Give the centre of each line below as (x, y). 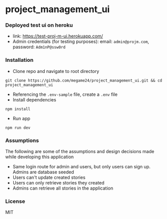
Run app (21, 118)
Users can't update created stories (49, 177)
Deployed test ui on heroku (39, 25)
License (15, 201)
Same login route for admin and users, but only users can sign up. (81, 167)
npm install (18, 109)
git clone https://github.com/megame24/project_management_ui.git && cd (84, 80)
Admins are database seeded (43, 172)
